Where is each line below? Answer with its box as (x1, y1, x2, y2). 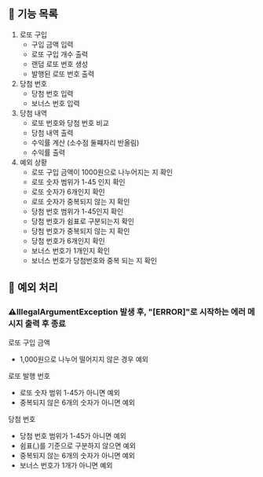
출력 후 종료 (24, 318, 66, 329)
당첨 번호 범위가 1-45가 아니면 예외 (19, 431, 127, 440)
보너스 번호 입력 (31, 98, 80, 108)
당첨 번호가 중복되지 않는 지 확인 (31, 226, 130, 236)
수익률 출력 (31, 148, 65, 157)
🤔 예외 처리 (8, 281, 59, 295)
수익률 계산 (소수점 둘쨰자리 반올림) (31, 138, 140, 147)
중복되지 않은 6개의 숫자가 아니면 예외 (19, 398, 136, 407)
